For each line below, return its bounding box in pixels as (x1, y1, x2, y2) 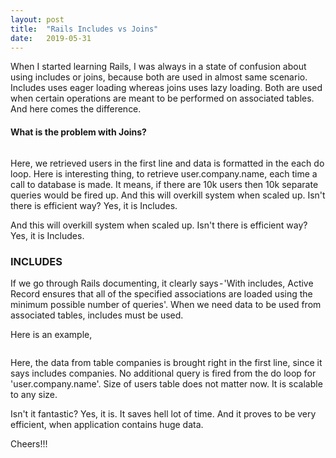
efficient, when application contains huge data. (10, 418, 204, 430)
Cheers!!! (10, 437, 48, 450)
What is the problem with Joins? (10, 126, 147, 138)
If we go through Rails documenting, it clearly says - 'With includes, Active (10, 277, 314, 289)
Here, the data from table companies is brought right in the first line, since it (10, 356, 323, 368)
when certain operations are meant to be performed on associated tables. (10, 92, 315, 105)
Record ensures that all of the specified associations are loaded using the (10, 287, 313, 300)
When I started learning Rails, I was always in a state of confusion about (10, 61, 307, 73)
